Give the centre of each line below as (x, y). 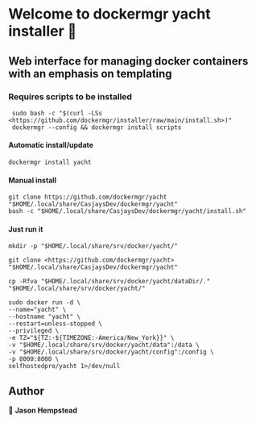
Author (26, 391)
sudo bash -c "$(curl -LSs (57, 113)
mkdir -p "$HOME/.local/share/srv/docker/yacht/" (93, 246)
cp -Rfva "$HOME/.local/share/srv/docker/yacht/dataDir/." (109, 282)
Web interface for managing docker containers (128, 61)
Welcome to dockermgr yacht (109, 14)
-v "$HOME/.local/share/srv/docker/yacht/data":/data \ (104, 345)
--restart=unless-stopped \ (56, 324)
